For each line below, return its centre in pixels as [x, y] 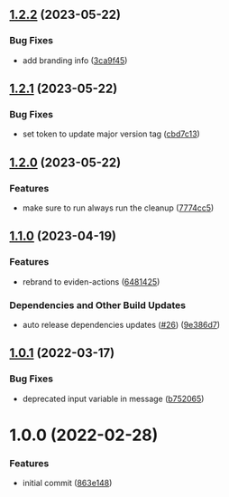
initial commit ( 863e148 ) [67, 483]
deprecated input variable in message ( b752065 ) [113, 399]
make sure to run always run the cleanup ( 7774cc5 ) [118, 208]
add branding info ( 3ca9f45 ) [75, 60]
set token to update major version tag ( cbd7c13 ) [111, 134]
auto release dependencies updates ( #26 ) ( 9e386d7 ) [121, 325]
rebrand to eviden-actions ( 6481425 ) [91, 281]
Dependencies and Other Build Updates [98, 305]
